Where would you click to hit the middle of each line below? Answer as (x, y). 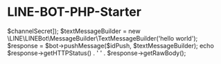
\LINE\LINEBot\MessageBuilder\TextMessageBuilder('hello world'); (103, 38)
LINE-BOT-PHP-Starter (74, 12)
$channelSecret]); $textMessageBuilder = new (74, 31)
